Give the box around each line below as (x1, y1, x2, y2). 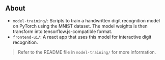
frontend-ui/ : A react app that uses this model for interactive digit (12, 34, 152, 40)
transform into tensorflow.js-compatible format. (12, 28, 113, 35)
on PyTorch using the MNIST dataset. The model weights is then (12, 23, 148, 29)
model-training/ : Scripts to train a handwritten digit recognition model (12, 17, 160, 23)
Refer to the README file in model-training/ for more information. (17, 49, 156, 55)
